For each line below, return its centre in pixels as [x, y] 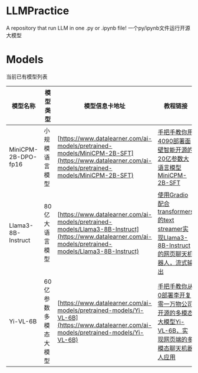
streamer [170, 228]
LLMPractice [38, 11]
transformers [176, 211]
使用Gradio [173, 195]
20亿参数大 [174, 159]
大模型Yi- [171, 322]
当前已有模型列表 [27, 76]
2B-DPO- [23, 156]
